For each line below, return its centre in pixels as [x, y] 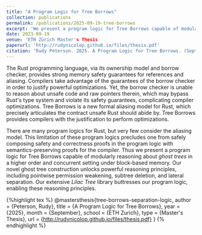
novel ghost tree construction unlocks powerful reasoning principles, [91, 169]
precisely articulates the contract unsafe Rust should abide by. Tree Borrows [101, 112]
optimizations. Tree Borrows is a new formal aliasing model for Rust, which [99, 106]
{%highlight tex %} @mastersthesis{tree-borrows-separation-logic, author [99, 200]
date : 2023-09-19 [28, 34]
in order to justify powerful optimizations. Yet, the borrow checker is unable [99, 87]
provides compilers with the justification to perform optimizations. [88, 119]
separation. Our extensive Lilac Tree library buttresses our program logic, [97, 182]
